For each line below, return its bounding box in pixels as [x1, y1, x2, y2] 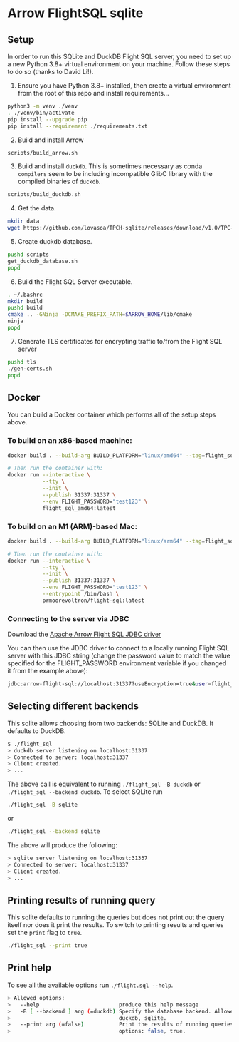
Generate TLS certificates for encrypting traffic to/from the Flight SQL [17, 337, 223, 345]
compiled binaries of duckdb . [17, 177, 101, 186]
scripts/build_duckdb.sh [7, 191, 81, 198]
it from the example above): [7, 667, 88, 675]
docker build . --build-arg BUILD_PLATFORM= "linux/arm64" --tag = [7, 537, 205, 545]
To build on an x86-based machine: [7, 436, 133, 446]
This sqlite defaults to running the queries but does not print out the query [7, 913, 225, 921]
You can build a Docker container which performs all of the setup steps [7, 410, 216, 419]
